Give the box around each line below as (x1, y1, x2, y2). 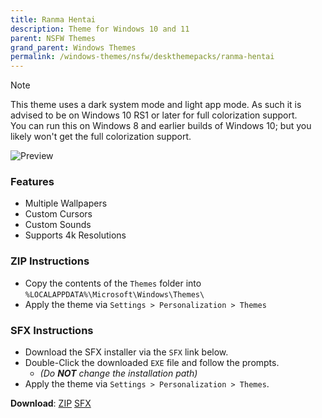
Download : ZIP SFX (10, 397, 92, 410)
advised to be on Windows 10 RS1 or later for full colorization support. (10, 109, 298, 121)
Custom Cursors (24, 208, 93, 220)
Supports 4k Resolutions (24, 229, 127, 241)
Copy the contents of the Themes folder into (24, 277, 202, 289)
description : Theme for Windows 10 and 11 (10, 24, 190, 34)
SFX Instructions (10, 323, 94, 337)
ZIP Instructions (10, 254, 90, 268)
